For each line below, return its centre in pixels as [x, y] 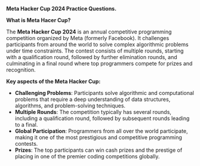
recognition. [21, 70]
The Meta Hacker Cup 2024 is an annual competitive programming [89, 32]
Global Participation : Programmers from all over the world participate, [101, 131]
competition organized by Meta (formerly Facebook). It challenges [88, 38]
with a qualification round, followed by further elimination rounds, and [92, 57]
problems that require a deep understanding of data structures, [93, 99]
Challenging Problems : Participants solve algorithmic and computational [104, 93]
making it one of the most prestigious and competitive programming [98, 137]
